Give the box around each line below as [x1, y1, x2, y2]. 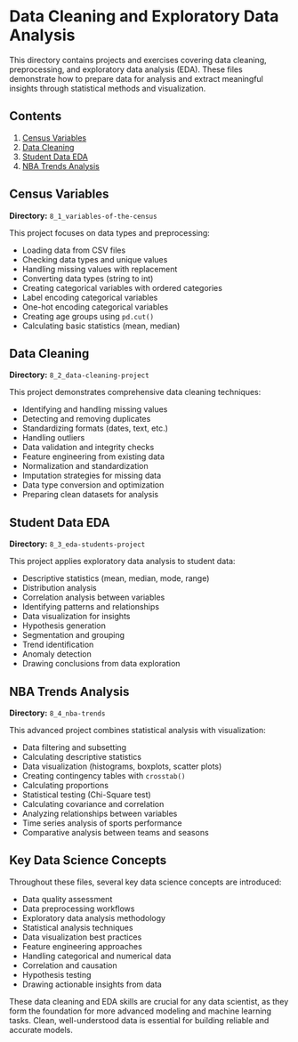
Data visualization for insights [21, 611, 131, 622]
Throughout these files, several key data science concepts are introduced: [9, 876, 282, 887]
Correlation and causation [21, 959, 117, 971]
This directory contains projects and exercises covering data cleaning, [9, 54, 267, 65]
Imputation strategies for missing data [21, 470, 162, 481]
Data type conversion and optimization [21, 480, 165, 490]
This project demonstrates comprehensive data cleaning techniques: [9, 387, 262, 398]
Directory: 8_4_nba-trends [9, 707, 106, 718]
